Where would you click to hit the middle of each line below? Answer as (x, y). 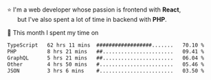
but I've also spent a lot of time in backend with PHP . (92, 19)
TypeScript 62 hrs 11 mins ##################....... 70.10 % (106, 45)
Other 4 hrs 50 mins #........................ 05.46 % (106, 64)
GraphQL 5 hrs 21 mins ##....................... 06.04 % (106, 58)
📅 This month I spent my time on (53, 32)
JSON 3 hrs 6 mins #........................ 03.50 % (106, 70)
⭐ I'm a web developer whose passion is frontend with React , (94, 10)
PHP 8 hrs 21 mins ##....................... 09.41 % (106, 51)
